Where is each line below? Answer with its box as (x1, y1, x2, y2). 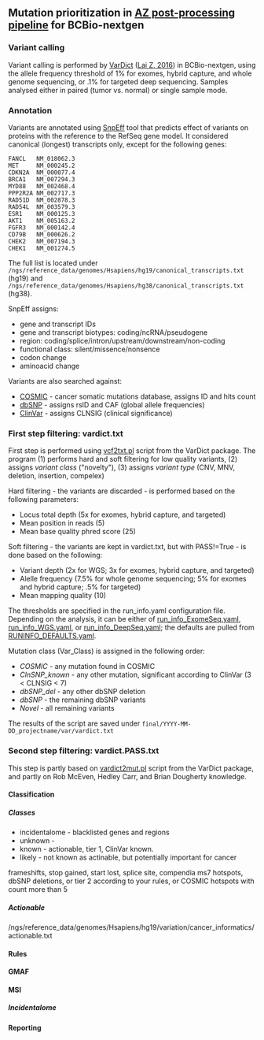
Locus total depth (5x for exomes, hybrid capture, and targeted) (19, 510, 226, 519)
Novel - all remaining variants (19, 704, 115, 713)
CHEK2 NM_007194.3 (8, 237, 76, 245)
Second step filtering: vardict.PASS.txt (8, 745, 159, 756)
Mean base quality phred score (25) (19, 527, 136, 537)
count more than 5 (8, 885, 68, 894)
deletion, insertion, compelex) (8, 471, 104, 481)
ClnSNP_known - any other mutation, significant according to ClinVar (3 (19, 670, 251, 680)
